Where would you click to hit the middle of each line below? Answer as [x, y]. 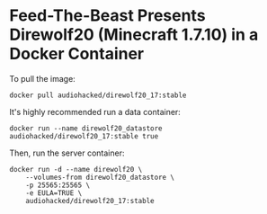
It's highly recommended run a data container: [95, 111]
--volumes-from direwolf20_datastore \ [100, 177]
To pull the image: [43, 78]
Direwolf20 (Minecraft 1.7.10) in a [134, 35]
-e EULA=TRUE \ [54, 193]
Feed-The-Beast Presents [107, 16]
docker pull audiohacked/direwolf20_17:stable [98, 95]
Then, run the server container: [67, 153]
